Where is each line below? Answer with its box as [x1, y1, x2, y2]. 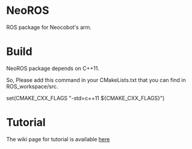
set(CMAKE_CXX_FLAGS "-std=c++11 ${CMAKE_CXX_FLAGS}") [6, 94, 165, 101]
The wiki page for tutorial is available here [6, 135, 110, 142]
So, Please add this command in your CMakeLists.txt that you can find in [6, 76, 186, 83]
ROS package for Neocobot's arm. [6, 24, 92, 31]
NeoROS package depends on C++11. [6, 65, 99, 72]
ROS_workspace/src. [6, 83, 58, 90]
